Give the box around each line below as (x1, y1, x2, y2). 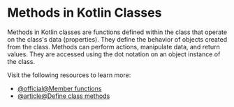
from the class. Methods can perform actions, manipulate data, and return (7, 42, 220, 51)
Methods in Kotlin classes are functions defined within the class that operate (7, 28, 228, 36)
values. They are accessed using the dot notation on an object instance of (7, 50, 221, 58)
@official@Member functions (17, 84, 102, 92)
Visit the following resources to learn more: (7, 71, 131, 79)
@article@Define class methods (17, 92, 110, 100)
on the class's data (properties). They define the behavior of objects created (7, 35, 228, 43)
